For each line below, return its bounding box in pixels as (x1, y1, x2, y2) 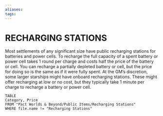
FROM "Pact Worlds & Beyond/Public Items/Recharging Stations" (5, 102, 136, 107)
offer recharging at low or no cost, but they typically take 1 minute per (5, 79, 145, 85)
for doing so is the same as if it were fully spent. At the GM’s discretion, (5, 69, 148, 75)
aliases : (5, 7, 23, 12)
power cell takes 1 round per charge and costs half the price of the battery (5, 58, 154, 64)
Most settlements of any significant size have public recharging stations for (5, 48, 156, 54)
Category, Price (5, 98, 38, 103)
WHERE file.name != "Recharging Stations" (5, 106, 92, 111)
